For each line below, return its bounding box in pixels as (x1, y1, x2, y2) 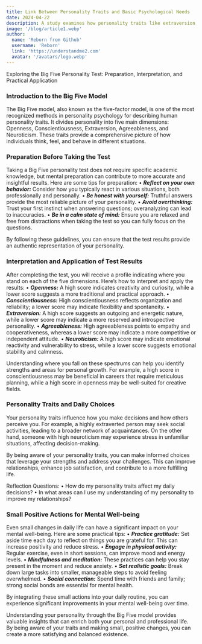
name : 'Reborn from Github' (11, 37, 83, 43)
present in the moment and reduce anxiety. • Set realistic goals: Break (6, 563, 183, 570)
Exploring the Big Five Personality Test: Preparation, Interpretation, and (6, 70, 183, 77)
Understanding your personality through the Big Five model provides (6, 611, 177, 619)
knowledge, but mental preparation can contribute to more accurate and (6, 173, 186, 180)
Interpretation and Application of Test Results (6, 257, 143, 266)
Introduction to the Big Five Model (6, 92, 107, 100)
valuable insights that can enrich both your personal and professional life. (6, 618, 189, 625)
